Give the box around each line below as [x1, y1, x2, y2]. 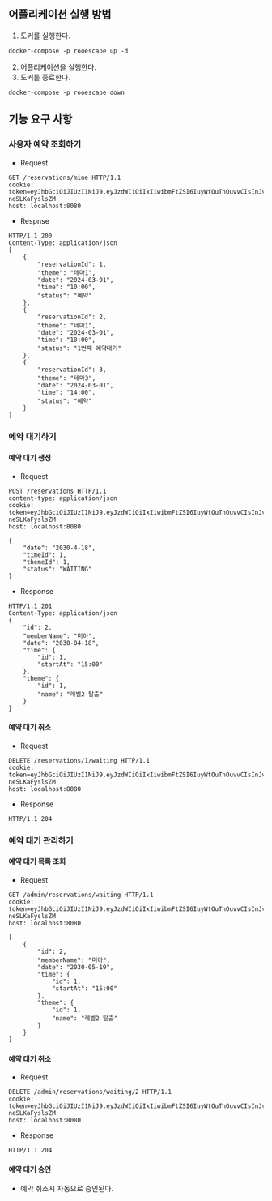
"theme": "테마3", [37, 374, 96, 383]
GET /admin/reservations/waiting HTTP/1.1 [8, 891, 154, 899]
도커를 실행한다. [19, 31, 70, 41]
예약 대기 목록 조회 [8, 857, 66, 866]
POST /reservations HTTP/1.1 [8, 487, 107, 495]
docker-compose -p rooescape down [8, 88, 125, 96]
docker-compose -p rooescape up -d [8, 47, 129, 55]
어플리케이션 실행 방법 [8, 7, 112, 22]
